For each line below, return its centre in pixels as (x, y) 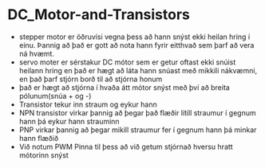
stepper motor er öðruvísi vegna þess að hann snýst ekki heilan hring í (134, 37)
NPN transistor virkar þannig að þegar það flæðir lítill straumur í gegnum (137, 112)
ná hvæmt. (37, 53)
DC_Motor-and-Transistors (99, 15)
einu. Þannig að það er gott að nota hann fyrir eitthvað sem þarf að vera (136, 45)
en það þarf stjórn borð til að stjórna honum (91, 79)
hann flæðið (39, 138)
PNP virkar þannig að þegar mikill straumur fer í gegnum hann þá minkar (138, 130)
